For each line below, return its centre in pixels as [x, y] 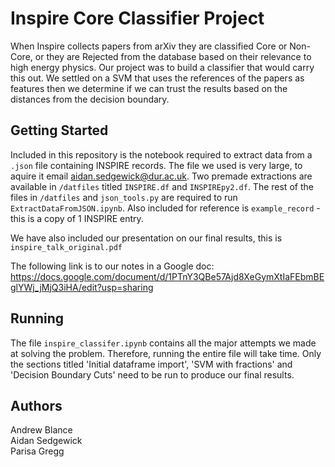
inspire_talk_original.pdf [66, 247]
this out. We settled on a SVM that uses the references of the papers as [157, 78]
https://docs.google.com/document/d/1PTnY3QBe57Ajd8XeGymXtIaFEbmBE [167, 276]
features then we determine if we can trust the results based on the [149, 88]
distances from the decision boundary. [90, 99]
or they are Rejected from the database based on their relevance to [173, 56]
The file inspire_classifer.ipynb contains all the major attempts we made [163, 343]
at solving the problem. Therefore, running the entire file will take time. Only [166, 353]
